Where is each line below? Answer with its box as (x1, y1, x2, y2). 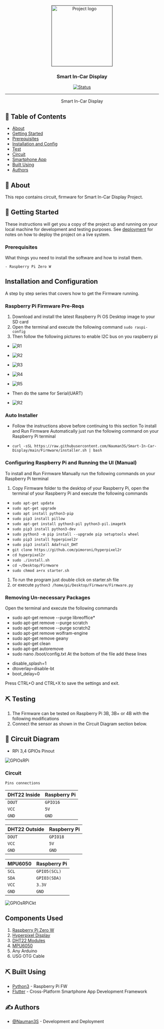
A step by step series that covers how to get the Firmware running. (5, 290, 140, 296)
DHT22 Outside (7, 826, 45, 833)
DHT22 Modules (12, 937, 45, 943)
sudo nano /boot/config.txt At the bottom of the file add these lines (12, 651, 147, 657)
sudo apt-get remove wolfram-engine (12, 630, 88, 636)
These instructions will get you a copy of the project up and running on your (5, 221, 158, 227)
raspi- (134, 325, 148, 330)
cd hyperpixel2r (12, 552, 45, 557)
